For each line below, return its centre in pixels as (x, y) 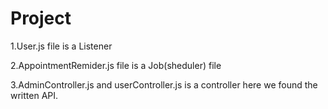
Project (41, 18)
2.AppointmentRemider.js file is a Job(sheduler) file (116, 65)
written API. (34, 95)
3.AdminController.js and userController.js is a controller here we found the (164, 84)
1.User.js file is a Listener (61, 46)
